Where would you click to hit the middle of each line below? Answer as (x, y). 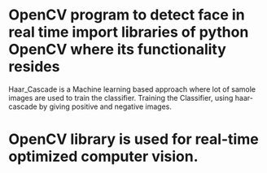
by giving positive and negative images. (106, 106)
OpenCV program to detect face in (127, 15)
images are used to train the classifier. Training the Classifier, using (121, 97)
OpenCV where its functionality (117, 50)
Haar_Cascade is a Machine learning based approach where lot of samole (132, 89)
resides (34, 67)
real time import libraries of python (129, 32)
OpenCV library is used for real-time (133, 139)
